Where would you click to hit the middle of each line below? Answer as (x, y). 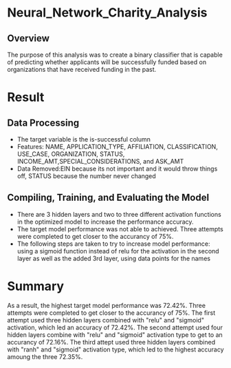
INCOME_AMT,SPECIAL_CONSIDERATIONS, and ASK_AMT (100, 161)
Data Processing (43, 123)
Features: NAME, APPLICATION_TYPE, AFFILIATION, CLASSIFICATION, (117, 147)
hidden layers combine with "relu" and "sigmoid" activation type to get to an (115, 335)
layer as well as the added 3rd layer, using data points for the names (114, 258)
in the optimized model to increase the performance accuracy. (105, 222)
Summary (35, 286)
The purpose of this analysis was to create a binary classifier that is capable (115, 55)
